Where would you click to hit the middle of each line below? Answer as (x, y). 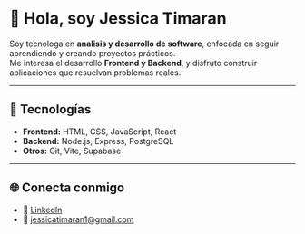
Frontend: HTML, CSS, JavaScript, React (99, 132)
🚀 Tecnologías (50, 109)
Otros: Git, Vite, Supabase (72, 151)
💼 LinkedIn (42, 210)
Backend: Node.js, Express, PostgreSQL (98, 141)
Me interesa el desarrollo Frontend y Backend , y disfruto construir (133, 63)
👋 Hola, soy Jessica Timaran (118, 19)
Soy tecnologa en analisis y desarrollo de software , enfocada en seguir (144, 44)
